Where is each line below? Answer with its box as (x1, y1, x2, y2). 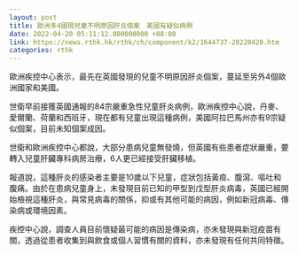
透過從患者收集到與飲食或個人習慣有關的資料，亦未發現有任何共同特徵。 (24, 235, 289, 246)
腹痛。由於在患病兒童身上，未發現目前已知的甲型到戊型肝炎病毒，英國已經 (9, 183, 281, 194)
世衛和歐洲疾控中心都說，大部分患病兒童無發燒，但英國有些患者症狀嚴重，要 (9, 142, 289, 153)
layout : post (9, 12, 58, 22)
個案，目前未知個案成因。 (16, 123, 111, 134)
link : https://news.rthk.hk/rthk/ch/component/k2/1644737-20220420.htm (9, 37, 279, 47)
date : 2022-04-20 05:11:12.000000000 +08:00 (9, 29, 176, 38)
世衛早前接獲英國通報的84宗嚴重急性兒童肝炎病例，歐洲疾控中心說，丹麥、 (9, 101, 284, 112)
